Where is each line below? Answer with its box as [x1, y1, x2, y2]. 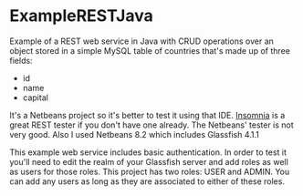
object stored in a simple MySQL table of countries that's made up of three [9, 45, 290, 56]
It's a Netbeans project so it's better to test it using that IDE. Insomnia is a [9, 109, 286, 120]
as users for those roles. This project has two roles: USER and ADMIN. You [9, 166, 290, 177]
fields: [9, 55, 34, 66]
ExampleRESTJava [9, 5, 153, 26]
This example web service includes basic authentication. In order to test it [9, 147, 287, 158]
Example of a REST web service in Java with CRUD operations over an [9, 36, 274, 46]
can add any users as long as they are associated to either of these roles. [9, 175, 286, 187]
